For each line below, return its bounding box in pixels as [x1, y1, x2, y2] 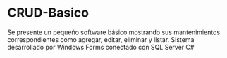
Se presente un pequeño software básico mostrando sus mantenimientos [7, 28, 221, 36]
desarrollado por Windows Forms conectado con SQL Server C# [7, 43, 195, 51]
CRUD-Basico [7, 5, 90, 21]
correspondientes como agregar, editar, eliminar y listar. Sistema [7, 35, 195, 43]
